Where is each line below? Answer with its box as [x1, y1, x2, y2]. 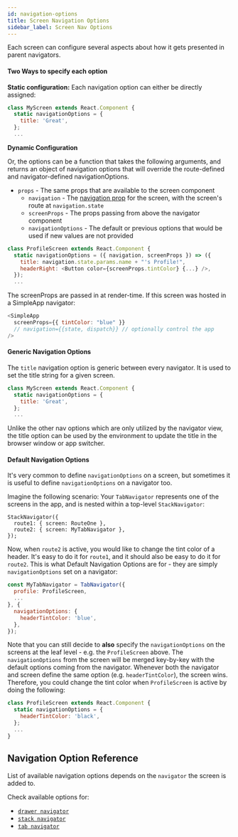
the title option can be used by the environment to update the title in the [7, 432, 217, 440]
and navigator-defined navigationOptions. [7, 172, 130, 181]
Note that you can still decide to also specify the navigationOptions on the [7, 641, 225, 649]
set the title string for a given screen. [7, 370, 115, 379]
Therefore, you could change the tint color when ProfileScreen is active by [7, 678, 227, 687]
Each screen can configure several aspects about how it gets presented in [7, 43, 225, 52]
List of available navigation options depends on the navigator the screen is [7, 771, 227, 779]
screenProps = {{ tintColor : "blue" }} [13, 319, 126, 326]
